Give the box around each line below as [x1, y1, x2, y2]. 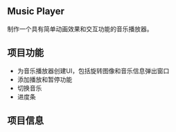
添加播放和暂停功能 [17, 75, 73, 84]
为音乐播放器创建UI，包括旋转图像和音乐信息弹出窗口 [17, 66, 170, 75]
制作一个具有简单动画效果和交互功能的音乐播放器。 [7, 24, 153, 33]
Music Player [7, 6, 64, 17]
